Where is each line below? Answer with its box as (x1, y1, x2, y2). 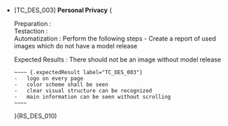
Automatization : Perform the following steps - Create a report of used (13, 34, 216, 43)
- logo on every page (13, 75, 84, 82)
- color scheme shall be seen (13, 81, 108, 88)
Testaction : (13, 27, 48, 35)
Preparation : (13, 20, 52, 27)
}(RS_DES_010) (13, 112, 57, 120)
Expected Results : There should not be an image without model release (13, 55, 222, 64)
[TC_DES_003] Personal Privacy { (13, 6, 113, 14)
